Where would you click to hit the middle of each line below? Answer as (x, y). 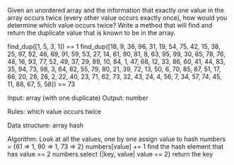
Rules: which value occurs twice (54, 112)
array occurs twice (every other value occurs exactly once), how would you (117, 18)
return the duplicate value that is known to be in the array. (92, 33)
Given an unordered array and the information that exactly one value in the (116, 10)
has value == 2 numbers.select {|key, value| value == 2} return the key (110, 154)
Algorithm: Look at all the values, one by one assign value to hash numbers (117, 139)
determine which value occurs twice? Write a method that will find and (110, 25)
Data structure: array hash (45, 125)
